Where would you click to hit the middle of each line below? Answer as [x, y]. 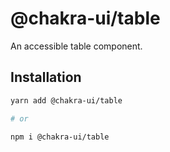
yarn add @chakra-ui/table [66, 100]
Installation [46, 77]
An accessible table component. [76, 46]
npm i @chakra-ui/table [60, 137]
